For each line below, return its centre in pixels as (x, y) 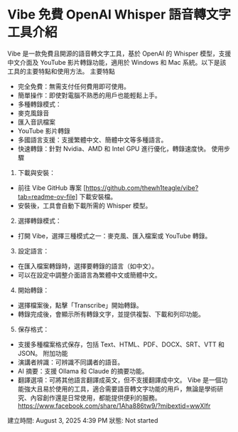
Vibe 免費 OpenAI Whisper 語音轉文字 (119, 15)
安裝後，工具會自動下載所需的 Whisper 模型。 (85, 205)
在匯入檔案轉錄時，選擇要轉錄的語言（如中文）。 (88, 266)
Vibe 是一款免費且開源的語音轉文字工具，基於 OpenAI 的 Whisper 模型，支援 (119, 53)
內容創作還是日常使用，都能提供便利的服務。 (96, 397)
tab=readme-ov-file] (48, 196)
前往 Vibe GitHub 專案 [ (52, 188)
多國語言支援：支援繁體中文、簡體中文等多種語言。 (92, 139)
